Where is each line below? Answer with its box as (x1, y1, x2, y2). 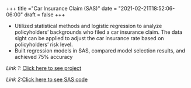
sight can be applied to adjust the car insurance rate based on (14, 35, 165, 41)
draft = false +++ (24, 11, 65, 18)
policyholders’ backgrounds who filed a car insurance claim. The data (14, 29, 183, 36)
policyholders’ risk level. (14, 41, 73, 48)
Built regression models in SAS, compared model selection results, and (14, 47, 186, 54)
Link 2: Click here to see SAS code (6, 76, 88, 83)
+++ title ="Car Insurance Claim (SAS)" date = (6, 5, 117, 12)
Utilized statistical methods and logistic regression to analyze (14, 23, 162, 29)
